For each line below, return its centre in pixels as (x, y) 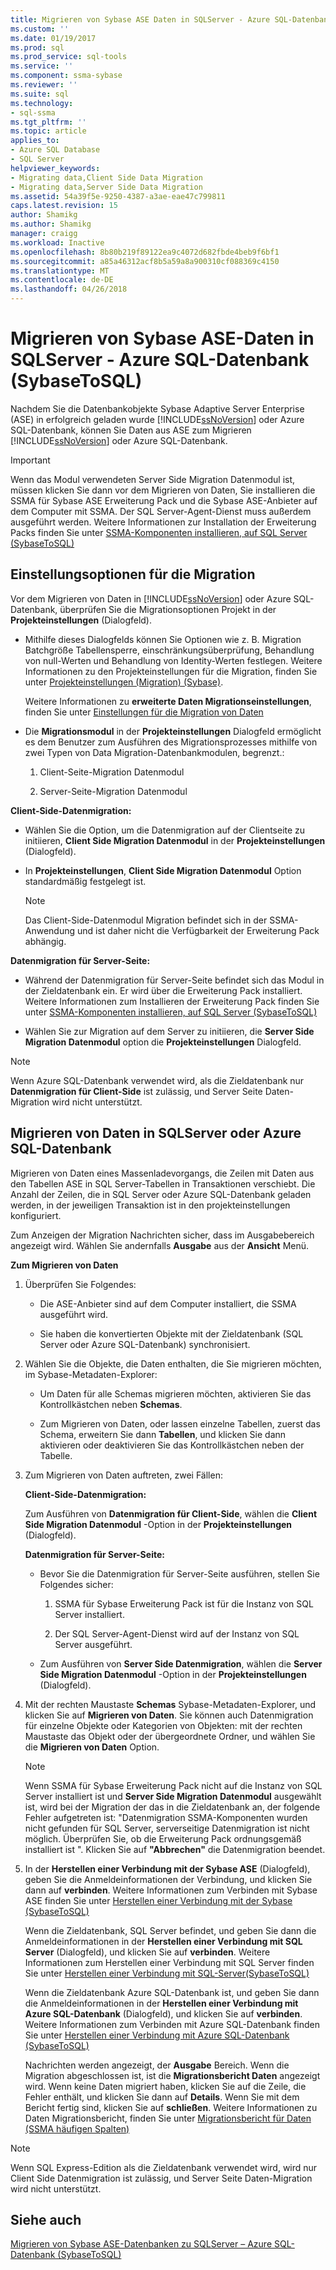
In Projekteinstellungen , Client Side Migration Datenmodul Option (163, 870)
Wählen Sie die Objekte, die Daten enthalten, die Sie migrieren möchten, (173, 1363)
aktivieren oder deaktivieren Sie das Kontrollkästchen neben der (172, 1445)
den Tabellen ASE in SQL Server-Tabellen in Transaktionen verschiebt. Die (163, 1183)
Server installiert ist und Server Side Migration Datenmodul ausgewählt (173, 1796)
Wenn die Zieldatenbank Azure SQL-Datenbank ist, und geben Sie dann (172, 1992)
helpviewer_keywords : (55, 168)
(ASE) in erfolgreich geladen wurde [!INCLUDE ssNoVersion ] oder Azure (157, 419)
